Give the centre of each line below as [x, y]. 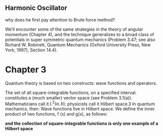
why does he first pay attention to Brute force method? [60, 19]
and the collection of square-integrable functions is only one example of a [82, 123]
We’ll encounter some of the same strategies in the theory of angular [74, 29]
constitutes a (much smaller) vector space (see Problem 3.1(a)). [69, 97]
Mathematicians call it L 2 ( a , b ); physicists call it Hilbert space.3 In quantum [80, 103]
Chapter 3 [26, 70]
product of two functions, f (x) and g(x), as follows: [56, 114]
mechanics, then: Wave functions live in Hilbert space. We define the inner [80, 109]
